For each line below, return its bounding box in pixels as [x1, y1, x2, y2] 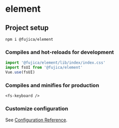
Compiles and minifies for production [5, 82, 99, 89]
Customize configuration [5, 105, 69, 112]
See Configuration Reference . [5, 117, 68, 123]
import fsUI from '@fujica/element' [5, 65, 83, 70]
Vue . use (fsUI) [5, 70, 36, 75]
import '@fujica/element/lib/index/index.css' [5, 60, 106, 65]
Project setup [5, 23, 49, 32]
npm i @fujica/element [5, 37, 53, 42]
